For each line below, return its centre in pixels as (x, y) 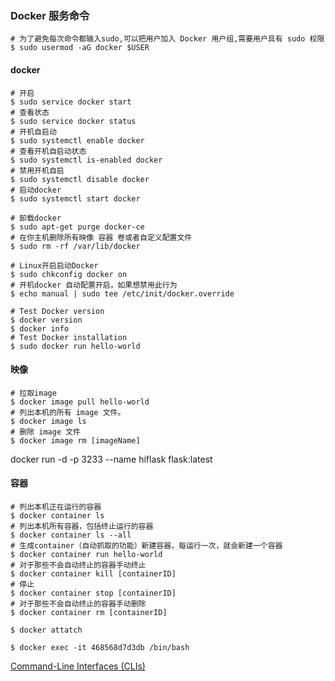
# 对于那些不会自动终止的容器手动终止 (78, 565)
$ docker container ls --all (71, 535)
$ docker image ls (48, 421)
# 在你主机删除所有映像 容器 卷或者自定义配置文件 (101, 237)
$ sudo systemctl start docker (75, 198)
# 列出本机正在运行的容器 (56, 507)
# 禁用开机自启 (37, 170)
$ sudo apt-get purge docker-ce (77, 227)
